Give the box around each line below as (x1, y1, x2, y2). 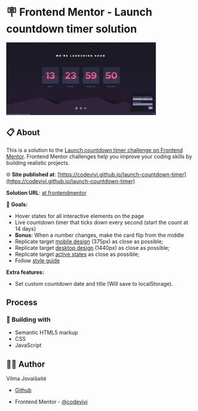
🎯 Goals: (6, 201, 28, 208)
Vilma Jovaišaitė (6, 375, 47, 382)
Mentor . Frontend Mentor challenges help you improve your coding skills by (6, 153, 193, 160)
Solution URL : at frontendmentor (6, 189, 87, 196)
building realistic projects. (6, 159, 70, 166)
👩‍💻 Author (6, 359, 45, 369)
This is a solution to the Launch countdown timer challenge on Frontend (6, 146, 183, 153)
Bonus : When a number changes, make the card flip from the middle (14, 231, 184, 238)
